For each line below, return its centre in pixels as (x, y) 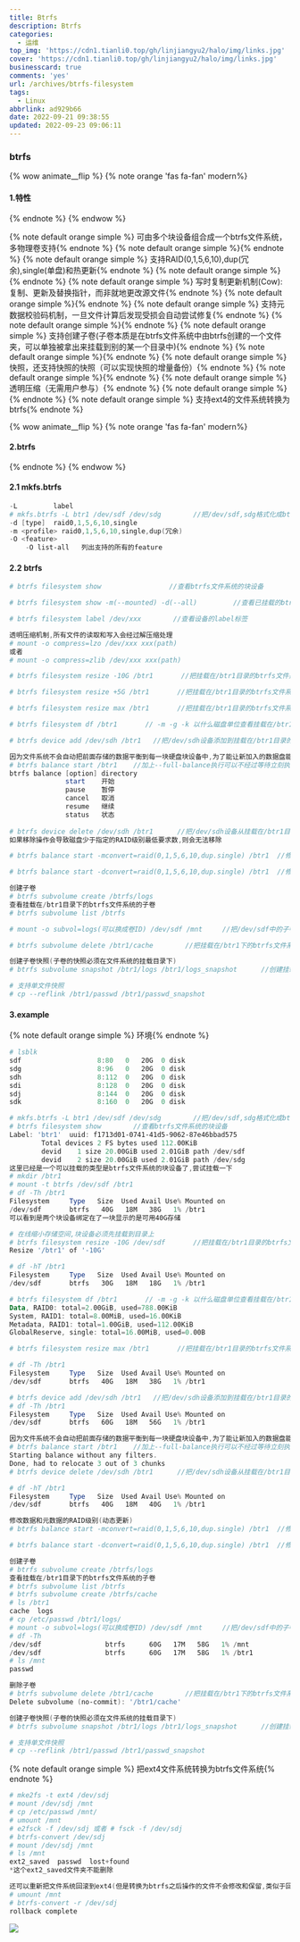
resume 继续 (90, 807)
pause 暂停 (90, 790)
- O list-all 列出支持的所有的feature (94, 548)
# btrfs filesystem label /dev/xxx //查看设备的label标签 (129, 619)
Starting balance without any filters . (83, 1456)
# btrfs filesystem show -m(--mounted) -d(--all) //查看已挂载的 (145, 603)
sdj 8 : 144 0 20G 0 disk (97, 1094)
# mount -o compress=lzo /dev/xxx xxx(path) (93, 643)
